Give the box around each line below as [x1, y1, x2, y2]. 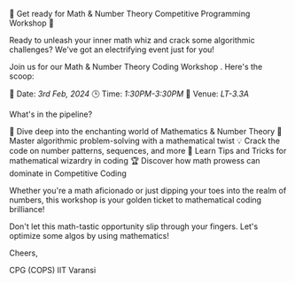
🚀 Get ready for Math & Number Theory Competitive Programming [9, 9, 251, 19]
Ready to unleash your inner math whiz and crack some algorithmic [9, 35, 255, 45]
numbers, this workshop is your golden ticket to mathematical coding [9, 195, 262, 205]
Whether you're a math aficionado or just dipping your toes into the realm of [9, 186, 287, 195]
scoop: [9, 71, 35, 81]
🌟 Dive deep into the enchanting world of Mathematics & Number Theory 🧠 [9, 126, 283, 136]
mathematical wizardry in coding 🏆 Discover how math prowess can [9, 156, 260, 165]
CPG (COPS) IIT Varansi [9, 265, 97, 275]
